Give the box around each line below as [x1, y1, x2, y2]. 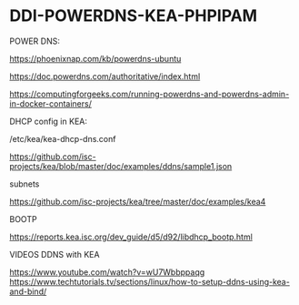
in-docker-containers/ [9, 97, 93, 109]
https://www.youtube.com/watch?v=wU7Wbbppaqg [9, 266, 205, 278]
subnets [9, 178, 40, 189]
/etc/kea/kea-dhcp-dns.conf [9, 133, 116, 144]
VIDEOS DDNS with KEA [9, 249, 100, 259]
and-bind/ [9, 286, 47, 297]
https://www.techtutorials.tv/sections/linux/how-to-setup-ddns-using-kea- [9, 276, 291, 287]
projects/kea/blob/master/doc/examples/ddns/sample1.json [9, 160, 233, 171]
